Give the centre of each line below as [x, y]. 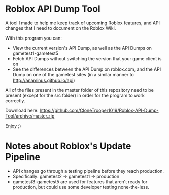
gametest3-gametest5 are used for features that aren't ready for [80, 182]
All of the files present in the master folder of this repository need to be [79, 90]
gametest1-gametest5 [36, 53]
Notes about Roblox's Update [68, 146]
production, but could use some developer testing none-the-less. [81, 187]
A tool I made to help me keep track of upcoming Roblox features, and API [83, 23]
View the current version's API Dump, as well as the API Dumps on [82, 48]
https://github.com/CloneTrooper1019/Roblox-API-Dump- [99, 110]
